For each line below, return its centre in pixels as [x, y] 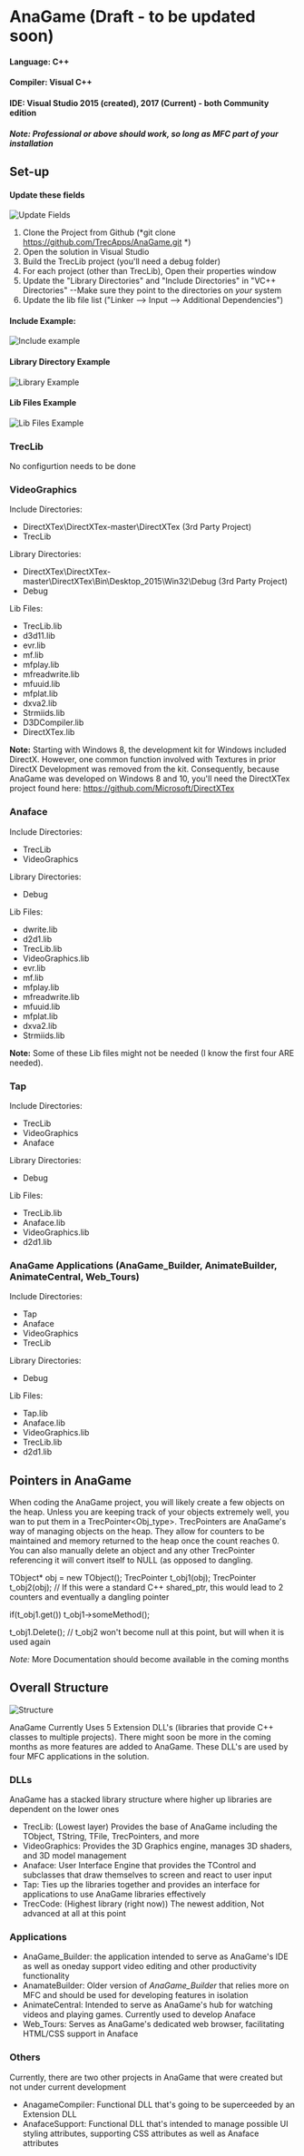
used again [30, 1642]
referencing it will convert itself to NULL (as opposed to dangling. [131, 1560]
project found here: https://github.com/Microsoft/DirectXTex [122, 789]
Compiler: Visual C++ [51, 83]
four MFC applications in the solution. [79, 1756]
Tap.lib [35, 1414]
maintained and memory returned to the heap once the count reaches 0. [144, 1541]
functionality [46, 1976]
